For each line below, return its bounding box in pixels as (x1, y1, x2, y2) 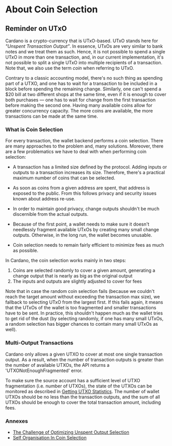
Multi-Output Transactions (5, 339, 73, 346)
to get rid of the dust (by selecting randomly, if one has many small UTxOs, (5, 315, 164, 322)
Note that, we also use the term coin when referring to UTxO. (5, 65, 135, 71)
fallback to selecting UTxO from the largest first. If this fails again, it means (5, 299, 163, 305)
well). (5, 326, 17, 332)
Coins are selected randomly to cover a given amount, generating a (12, 267, 156, 273)
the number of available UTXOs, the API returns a (5, 362, 110, 368)
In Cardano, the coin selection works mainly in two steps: (5, 257, 126, 264)
